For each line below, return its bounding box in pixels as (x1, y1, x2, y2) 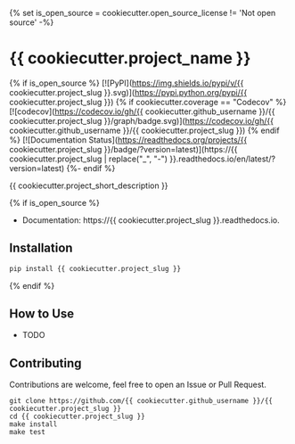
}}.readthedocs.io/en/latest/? (168, 153, 276, 164)
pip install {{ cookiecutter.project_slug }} (9, 264, 181, 273)
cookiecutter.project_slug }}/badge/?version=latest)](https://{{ (9, 144, 238, 154)
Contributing (9, 356, 82, 371)
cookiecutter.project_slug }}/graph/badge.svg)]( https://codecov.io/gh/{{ (9, 115, 275, 126)
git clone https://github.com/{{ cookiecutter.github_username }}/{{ (9, 397, 274, 406)
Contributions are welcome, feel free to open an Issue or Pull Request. (9, 379, 267, 391)
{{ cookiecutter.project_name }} (9, 48, 251, 69)
